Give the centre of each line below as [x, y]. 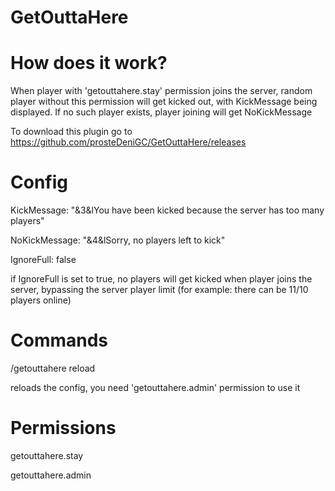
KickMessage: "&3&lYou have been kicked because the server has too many [167, 210]
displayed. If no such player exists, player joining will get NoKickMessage [161, 112]
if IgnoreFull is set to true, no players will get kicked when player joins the [161, 279]
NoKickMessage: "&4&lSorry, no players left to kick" [118, 240]
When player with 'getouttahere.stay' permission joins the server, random [161, 91]
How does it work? [89, 63]
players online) [41, 300]
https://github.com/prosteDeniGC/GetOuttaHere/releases [128, 142]
